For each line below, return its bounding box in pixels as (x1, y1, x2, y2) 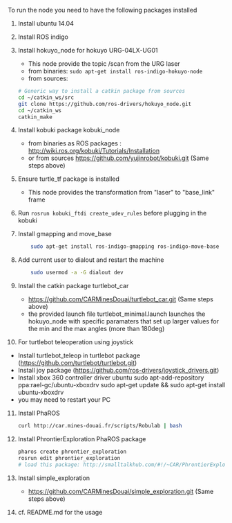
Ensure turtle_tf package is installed (17, 175, 120, 183)
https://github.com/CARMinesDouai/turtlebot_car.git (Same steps (28, 295, 213, 303)
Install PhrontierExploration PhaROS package (17, 435, 146, 443)
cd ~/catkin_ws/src (17, 94, 75, 101)
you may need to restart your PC (17, 396, 111, 404)
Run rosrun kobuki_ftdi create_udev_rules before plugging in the (17, 209, 207, 218)
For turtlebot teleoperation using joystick (17, 338, 134, 346)
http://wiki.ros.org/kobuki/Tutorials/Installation (28, 147, 160, 155)
